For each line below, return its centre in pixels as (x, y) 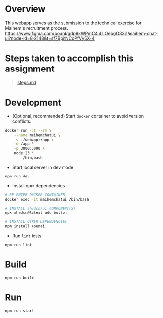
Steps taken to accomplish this (69, 58)
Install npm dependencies (38, 185)
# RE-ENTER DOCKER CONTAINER (35, 195)
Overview (25, 9)
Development (33, 103)
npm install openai (25, 226)
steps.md (27, 82)
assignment (30, 69)
